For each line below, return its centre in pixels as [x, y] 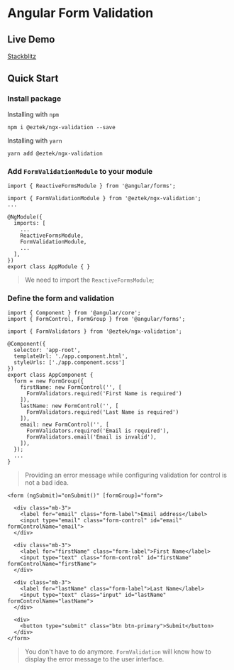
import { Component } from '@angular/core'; [74, 313]
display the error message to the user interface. [94, 659]
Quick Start [33, 78]
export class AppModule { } [49, 267]
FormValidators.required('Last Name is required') [102, 412]
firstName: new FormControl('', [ [71, 388]
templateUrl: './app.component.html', [71, 356]
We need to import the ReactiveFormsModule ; [89, 280]
